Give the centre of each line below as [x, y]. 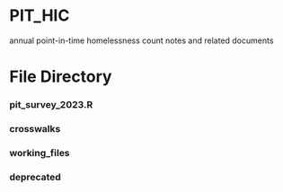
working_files [40, 153]
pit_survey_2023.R [51, 105]
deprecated [35, 177]
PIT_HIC [40, 16]
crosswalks [35, 128]
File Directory [61, 77]
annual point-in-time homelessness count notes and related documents [141, 40]
